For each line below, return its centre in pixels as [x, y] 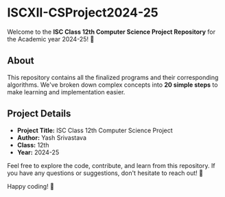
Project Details [39, 114]
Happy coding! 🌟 [31, 186]
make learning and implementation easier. [66, 92]
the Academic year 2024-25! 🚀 [51, 39]
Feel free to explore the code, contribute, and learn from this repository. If [111, 165]
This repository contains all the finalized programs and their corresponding [113, 77]
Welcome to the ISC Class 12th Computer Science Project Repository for [111, 32]
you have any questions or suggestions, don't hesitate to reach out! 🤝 [105, 173]
